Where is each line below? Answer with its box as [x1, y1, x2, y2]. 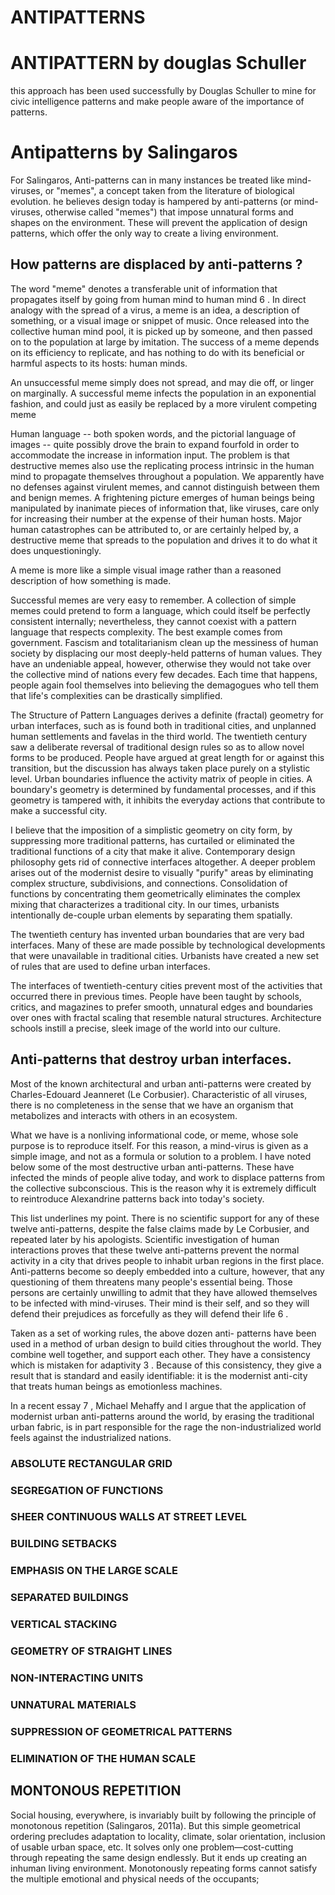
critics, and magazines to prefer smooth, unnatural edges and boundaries [10, 1001, 313, 1013]
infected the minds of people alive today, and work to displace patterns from [10, 1171, 325, 1183]
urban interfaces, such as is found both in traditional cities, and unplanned [10, 719, 317, 731]
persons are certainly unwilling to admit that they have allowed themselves [10, 1286, 318, 1298]
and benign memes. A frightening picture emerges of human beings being [10, 491, 315, 503]
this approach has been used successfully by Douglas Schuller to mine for [10, 85, 317, 97]
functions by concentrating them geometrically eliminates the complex [10, 887, 301, 900]
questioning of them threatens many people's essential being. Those [10, 1276, 293, 1288]
